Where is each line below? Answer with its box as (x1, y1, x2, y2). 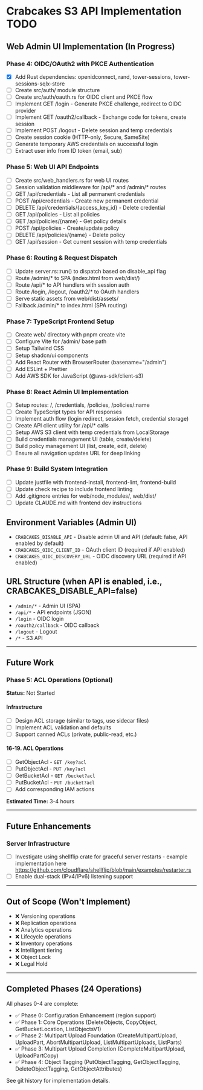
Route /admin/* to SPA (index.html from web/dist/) (14, 274, 140, 281)
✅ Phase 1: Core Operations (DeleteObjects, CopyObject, (14, 1018, 157, 1026)
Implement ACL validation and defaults (14, 723, 112, 731)
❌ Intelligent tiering (14, 946, 63, 954)
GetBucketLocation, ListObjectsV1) (14, 1025, 101, 1032)
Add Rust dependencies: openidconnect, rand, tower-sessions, (14, 73, 173, 80)
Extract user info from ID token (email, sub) (14, 147, 123, 155)
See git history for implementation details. (6, 1077, 111, 1084)
